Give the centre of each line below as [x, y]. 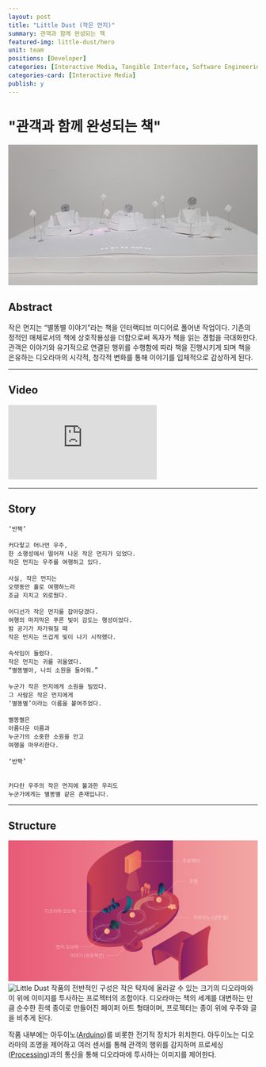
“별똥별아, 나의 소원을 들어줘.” [53, 670]
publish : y [26, 83]
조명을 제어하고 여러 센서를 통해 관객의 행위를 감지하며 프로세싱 [126, 1044]
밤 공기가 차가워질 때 [38, 628]
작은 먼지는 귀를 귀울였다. [45, 662]
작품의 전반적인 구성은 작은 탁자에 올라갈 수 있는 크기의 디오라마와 [152, 988]
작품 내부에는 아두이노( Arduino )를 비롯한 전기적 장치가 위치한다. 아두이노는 [124, 1034]
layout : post [30, 17]
